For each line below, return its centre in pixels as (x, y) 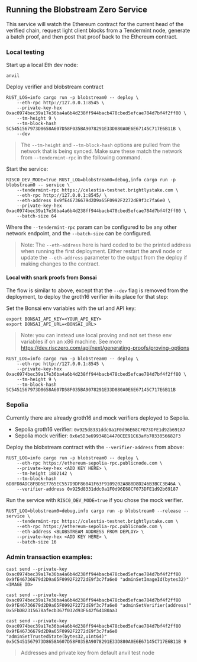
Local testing (25, 52)
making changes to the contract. (60, 264)
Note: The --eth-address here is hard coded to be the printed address (106, 245)
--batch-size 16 (37, 542)
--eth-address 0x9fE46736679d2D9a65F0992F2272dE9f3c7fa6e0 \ (93, 201)
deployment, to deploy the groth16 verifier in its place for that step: (87, 297)
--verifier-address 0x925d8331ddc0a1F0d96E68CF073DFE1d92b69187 (98, 489)
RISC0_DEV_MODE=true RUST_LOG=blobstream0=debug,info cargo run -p (91, 180)
